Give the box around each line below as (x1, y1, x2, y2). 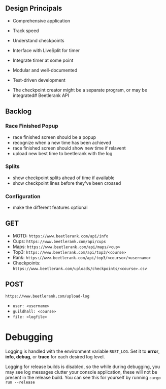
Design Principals (5, 4, 62, 13)
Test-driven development (12, 77, 66, 83)
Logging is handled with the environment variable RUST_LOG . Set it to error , (5, 348, 160, 354)
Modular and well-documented (12, 67, 78, 73)
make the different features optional (12, 204, 88, 211)
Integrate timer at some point (12, 57, 74, 63)
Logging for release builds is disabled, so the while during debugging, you (5, 363, 160, 370)
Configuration (5, 192, 41, 200)
